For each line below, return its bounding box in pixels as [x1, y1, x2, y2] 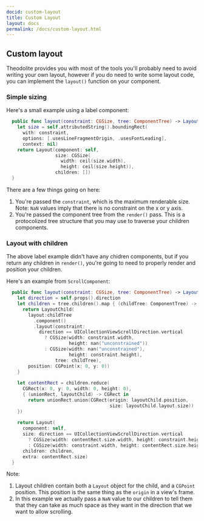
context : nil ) [22, 141, 59, 147]
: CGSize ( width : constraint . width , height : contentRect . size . [28, 442, 189, 448]
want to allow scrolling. [15, 508, 73, 516]
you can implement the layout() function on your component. [6, 77, 161, 85]
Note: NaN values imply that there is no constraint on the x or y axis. [15, 204, 183, 211]
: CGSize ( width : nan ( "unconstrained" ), [44, 346, 146, 352]
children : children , [22, 448, 75, 454]
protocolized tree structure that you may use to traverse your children [15, 217, 189, 224]
